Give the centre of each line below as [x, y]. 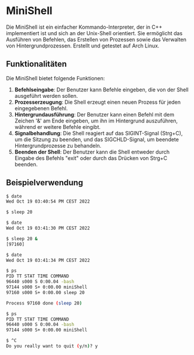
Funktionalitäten [37, 64]
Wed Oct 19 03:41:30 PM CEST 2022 [48, 228]
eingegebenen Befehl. [41, 108]
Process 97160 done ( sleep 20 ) [44, 303]
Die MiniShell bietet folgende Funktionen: [56, 78]
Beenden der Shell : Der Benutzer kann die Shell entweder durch [92, 152]
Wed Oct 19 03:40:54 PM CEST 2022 [48, 202]
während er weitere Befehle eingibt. [58, 127]
